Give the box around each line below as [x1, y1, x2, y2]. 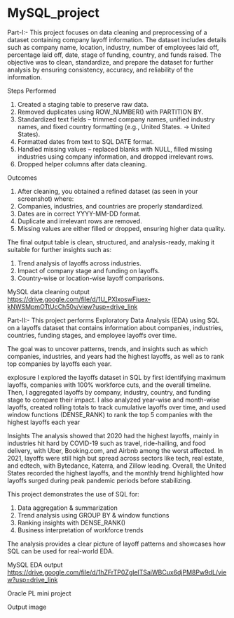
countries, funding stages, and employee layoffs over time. [7, 331, 177, 339]
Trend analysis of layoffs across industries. [17, 258, 142, 268]
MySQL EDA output [7, 560, 63, 569]
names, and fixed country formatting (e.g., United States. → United [17, 122, 210, 131]
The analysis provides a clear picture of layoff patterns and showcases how [7, 539, 226, 548]
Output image [7, 603, 47, 611]
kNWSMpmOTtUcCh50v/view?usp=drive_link [7, 302, 138, 310]
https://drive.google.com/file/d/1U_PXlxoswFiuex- [7, 295, 151, 303]
